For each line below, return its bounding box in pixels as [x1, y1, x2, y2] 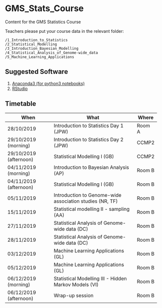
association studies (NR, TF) [54, 198, 118, 205]
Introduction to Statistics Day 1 [54, 122, 124, 129]
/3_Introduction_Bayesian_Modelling [5, 46, 79, 51]
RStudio [12, 86, 28, 91]
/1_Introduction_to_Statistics [5, 37, 68, 43]
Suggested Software [5, 68, 68, 76]
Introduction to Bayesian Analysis [54, 164, 129, 171]
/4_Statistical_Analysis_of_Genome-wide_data [5, 50, 98, 55]
